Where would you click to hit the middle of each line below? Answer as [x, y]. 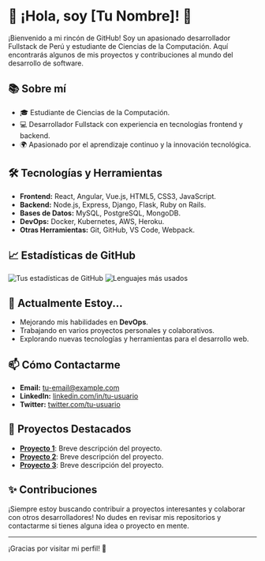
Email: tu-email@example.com [69, 387]
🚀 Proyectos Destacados [70, 429]
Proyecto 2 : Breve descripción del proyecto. [91, 456]
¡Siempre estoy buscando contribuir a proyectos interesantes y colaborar [127, 509]
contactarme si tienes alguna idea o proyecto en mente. [99, 525]
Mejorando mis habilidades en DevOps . [84, 322]
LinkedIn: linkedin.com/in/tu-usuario [79, 396]
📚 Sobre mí [37, 89]
